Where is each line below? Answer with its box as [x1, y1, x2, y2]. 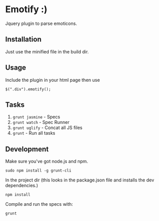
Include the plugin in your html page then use [5, 77, 100, 83]
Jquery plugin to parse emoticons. [5, 20, 77, 26]
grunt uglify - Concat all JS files [12, 124, 83, 131]
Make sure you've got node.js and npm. [5, 159, 88, 165]
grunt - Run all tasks [12, 130, 55, 136]
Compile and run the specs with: [5, 201, 73, 207]
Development [5, 145, 49, 153]
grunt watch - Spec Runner [12, 119, 70, 125]
